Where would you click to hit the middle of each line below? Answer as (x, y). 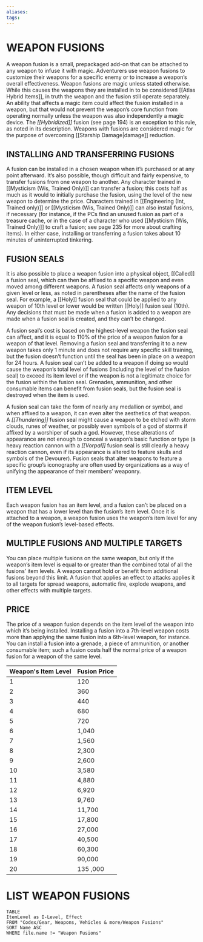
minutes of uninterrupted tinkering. (50, 240)
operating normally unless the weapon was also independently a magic (95, 116)
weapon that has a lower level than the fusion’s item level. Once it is (91, 511)
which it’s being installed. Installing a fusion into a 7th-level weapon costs (98, 630)
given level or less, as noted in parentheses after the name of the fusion (96, 293)
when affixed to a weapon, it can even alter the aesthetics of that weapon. (99, 413)
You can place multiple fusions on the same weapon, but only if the (90, 558)
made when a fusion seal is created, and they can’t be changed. (86, 319)
